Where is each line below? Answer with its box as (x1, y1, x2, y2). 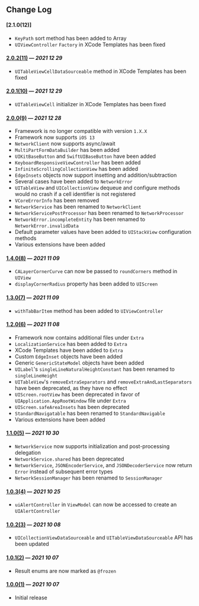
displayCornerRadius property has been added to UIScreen (14, 280, 158, 287)
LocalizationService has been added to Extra (14, 340, 127, 347)
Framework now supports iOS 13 (14, 134, 95, 141)
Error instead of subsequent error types (14, 468, 113, 475)
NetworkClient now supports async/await (14, 140, 115, 147)
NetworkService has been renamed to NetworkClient (14, 203, 142, 210)
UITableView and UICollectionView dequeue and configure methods (14, 184, 181, 192)
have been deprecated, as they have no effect (14, 384, 127, 391)
